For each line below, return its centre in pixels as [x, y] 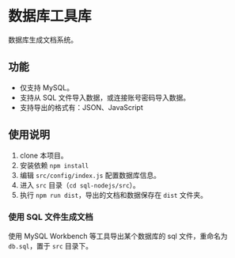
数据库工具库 [50, 16]
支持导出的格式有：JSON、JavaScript [81, 107]
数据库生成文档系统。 [43, 40]
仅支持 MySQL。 [46, 87]
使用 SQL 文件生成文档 [51, 217]
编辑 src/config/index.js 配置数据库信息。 [90, 175]
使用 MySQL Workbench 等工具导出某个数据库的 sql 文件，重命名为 [118, 236]
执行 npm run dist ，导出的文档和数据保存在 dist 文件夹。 [114, 195]
